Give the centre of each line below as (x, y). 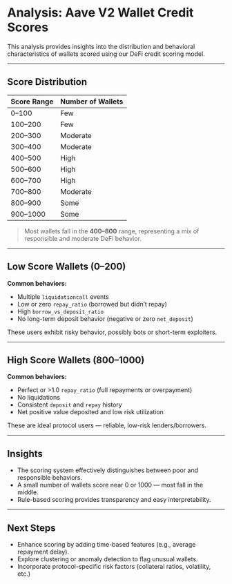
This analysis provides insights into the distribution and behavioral (101, 46)
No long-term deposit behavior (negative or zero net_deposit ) (105, 318)
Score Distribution (47, 82)
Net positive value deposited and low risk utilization (90, 412)
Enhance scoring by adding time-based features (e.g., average (106, 544)
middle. (28, 492)
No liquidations (39, 398)
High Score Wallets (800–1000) (76, 360)
